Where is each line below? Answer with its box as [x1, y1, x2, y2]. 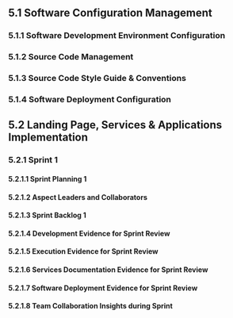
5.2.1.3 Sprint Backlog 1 [8, 210, 87, 220]
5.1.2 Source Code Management [8, 52, 134, 63]
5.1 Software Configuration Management [8, 6, 212, 20]
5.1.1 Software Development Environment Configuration [8, 30, 226, 41]
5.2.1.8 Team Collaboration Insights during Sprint [8, 301, 173, 311]
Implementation [8, 131, 89, 144]
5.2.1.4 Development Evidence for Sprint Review [8, 228, 170, 238]
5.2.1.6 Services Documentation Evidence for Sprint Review [8, 265, 208, 274]
